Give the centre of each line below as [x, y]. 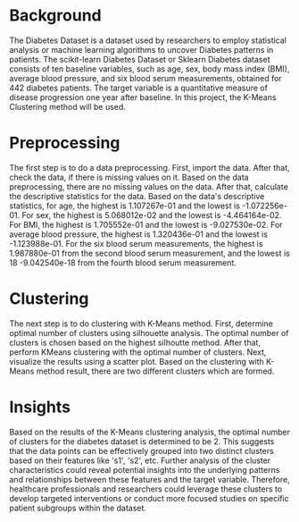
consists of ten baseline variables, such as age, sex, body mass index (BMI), [149, 69]
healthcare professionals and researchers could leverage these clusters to [146, 489]
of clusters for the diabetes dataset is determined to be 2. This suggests [142, 441]
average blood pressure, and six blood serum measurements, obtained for [146, 78]
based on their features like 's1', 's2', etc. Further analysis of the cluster [140, 460]
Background [55, 16]
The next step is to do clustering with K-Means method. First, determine [141, 324]
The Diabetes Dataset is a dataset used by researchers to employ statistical [148, 40]
